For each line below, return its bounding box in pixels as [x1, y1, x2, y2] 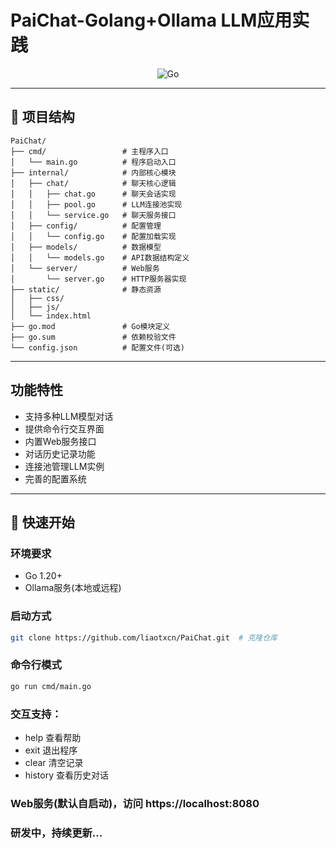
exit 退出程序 [24, 744, 78, 756]
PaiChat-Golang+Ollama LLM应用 [10, 9, 293, 32]
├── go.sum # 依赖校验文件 [10, 332, 177, 342]
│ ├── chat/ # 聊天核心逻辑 [10, 178, 177, 188]
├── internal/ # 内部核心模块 [10, 167, 177, 178]
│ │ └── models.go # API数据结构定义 [10, 252, 190, 263]
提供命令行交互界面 [24, 422, 105, 435]
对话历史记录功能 [24, 447, 96, 460]
